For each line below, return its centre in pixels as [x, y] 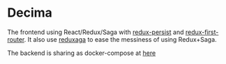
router [16, 39]
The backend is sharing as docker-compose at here [82, 53]
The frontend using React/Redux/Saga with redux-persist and [96, 32]
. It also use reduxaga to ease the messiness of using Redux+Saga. [121, 39]
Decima [30, 13]
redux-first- [202, 32]
